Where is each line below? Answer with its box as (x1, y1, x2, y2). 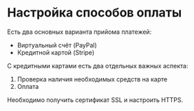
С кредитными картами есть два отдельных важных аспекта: (7, 61, 188, 70)
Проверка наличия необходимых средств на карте (17, 74, 168, 83)
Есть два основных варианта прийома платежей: (7, 28, 152, 36)
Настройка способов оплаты (7, 5, 182, 21)
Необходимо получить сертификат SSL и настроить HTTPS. (7, 95, 184, 104)
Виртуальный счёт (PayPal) (17, 41, 98, 49)
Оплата (17, 82, 39, 90)
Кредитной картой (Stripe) (17, 48, 95, 57)
